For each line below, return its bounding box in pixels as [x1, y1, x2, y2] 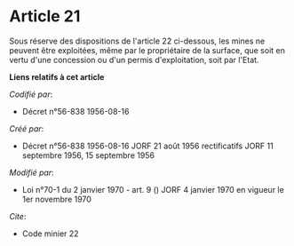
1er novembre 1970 [21, 194, 91, 204]
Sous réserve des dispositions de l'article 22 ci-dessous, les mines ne [9, 36, 266, 46]
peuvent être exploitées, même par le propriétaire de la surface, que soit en [9, 44, 286, 55]
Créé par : [9, 123, 44, 134]
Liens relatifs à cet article [9, 71, 105, 82]
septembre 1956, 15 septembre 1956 [21, 149, 155, 161]
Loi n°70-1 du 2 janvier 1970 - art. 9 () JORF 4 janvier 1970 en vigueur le [21, 184, 284, 194]
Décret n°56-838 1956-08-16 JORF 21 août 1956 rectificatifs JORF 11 [21, 140, 274, 151]
